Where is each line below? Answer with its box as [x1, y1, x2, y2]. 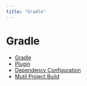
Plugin [14, 60, 31, 67]
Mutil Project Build [14, 72, 60, 80]
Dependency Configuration [14, 66, 81, 74]
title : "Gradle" [6, 8, 46, 15]
